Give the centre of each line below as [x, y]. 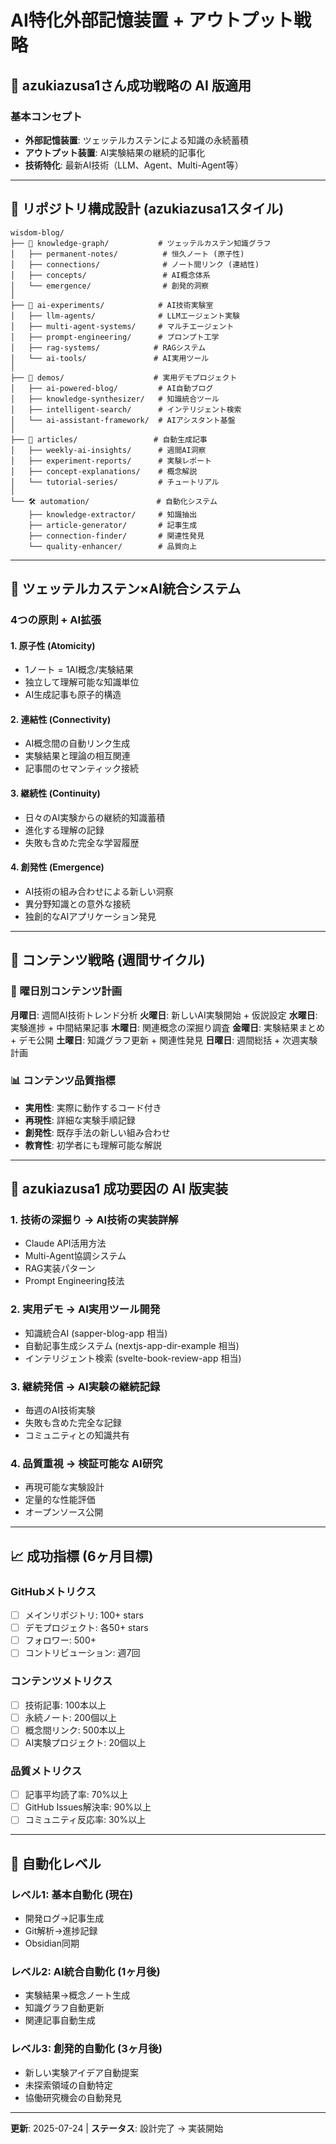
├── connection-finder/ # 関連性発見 [116, 536]
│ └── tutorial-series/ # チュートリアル [115, 482]
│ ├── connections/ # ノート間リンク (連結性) [135, 264]
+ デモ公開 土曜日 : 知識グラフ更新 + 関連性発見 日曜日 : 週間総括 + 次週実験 [164, 1040]
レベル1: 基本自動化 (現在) [72, 1894]
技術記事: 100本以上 [65, 1705]
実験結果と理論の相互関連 [77, 756]
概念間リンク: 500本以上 [75, 1730]
